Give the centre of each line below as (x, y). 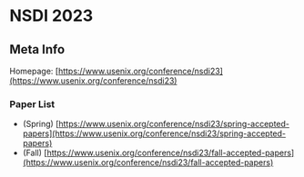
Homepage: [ (34, 71)
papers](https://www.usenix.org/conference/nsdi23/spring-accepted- (154, 133)
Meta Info (37, 49)
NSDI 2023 (51, 16)
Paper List (32, 103)
